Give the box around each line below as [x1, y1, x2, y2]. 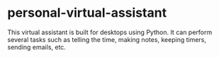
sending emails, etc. [7, 43, 66, 51]
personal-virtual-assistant [7, 5, 167, 21]
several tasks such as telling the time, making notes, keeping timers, [7, 35, 207, 43]
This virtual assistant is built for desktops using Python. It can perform [7, 28, 213, 36]
